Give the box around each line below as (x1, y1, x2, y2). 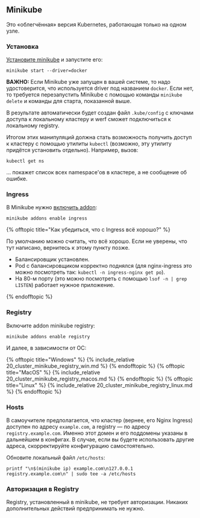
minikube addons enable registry (6, 333, 90, 340)
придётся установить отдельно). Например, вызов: (6, 147, 139, 154)
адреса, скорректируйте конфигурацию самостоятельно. (6, 443, 155, 449)
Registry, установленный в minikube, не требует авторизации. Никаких (6, 499, 189, 506)
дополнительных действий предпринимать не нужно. (6, 505, 145, 512)
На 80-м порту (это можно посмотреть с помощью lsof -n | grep (14, 275, 187, 282)
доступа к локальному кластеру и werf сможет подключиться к (6, 116, 172, 123)
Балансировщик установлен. (14, 256, 90, 263)
